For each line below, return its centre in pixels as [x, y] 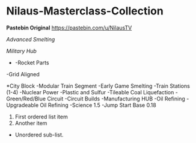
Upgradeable [23, 105]
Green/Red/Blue [26, 99]
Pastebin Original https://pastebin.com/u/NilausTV [69, 28]
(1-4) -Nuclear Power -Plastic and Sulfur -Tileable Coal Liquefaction [90, 92]
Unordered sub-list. [39, 135]
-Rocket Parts [32, 62]
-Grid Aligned [23, 74]
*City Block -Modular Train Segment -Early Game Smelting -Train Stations [98, 86]
